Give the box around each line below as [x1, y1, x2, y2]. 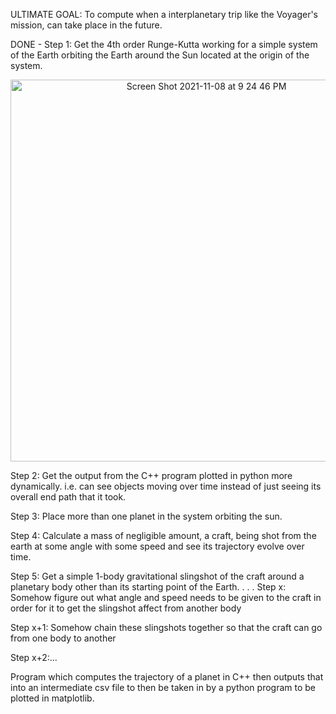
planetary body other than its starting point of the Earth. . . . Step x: [10, 581, 287, 593]
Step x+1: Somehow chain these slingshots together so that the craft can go [10, 622, 323, 633]
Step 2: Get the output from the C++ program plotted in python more [10, 470, 293, 481]
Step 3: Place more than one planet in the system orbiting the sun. [10, 510, 283, 522]
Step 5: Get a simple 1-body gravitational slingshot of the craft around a [10, 570, 305, 582]
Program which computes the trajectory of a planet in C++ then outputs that [10, 671, 324, 683]
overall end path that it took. [10, 491, 127, 503]
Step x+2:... [10, 652, 58, 663]
